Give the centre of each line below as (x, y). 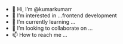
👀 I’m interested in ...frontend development (64, 15)
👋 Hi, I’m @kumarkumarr (42, 9)
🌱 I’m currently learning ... (44, 22)
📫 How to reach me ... (39, 35)
